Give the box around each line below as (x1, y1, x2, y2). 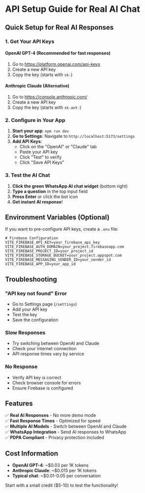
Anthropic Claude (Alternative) (5, 83, 70, 89)
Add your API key (12, 306, 48, 312)
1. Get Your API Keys (5, 38, 55, 45)
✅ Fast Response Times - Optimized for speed (5, 418, 101, 424)
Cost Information (5, 449, 58, 457)
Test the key (12, 312, 37, 317)
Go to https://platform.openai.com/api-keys (12, 61, 101, 67)
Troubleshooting (5, 275, 58, 284)
